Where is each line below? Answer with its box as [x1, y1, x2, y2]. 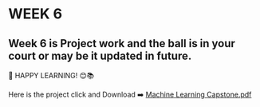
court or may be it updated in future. [8, 49, 192, 62]
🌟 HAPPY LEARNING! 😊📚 [8, 71, 95, 80]
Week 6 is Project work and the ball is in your [8, 37, 235, 50]
